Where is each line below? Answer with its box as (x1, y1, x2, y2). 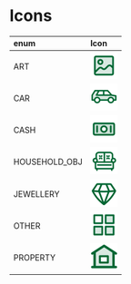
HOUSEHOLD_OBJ (13, 156, 84, 168)
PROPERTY (13, 252, 56, 263)
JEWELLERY (13, 188, 61, 200)
